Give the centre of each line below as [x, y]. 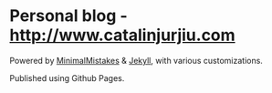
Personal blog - [68, 16]
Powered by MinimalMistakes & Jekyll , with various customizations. [136, 60]
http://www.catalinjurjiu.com [122, 35]
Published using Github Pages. [67, 77]
